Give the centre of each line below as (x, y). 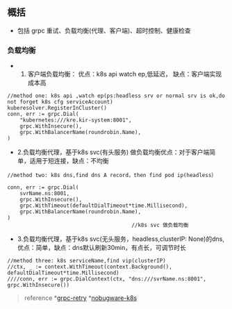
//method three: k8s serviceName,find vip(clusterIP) (87, 261)
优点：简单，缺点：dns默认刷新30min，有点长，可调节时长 (101, 248)
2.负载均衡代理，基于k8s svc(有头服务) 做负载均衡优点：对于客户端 (113, 152)
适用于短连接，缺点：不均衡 (69, 161)
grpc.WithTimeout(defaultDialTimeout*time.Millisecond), (104, 206)
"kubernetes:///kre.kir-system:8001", (76, 120)
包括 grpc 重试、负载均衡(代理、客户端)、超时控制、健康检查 (104, 31)
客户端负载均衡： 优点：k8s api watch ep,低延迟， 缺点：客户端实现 (125, 74)
